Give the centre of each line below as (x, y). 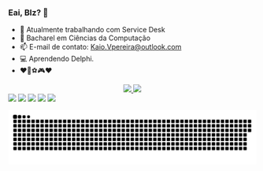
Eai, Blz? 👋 (28, 13)
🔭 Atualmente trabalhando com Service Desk (92, 30)
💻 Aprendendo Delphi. (57, 59)
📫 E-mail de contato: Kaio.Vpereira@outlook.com (100, 47)
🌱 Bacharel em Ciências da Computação (85, 38)
